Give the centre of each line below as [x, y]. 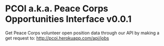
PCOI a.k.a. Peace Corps [57, 9]
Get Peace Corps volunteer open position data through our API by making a [82, 33]
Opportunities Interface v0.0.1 [68, 19]
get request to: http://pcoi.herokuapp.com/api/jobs [57, 38]
